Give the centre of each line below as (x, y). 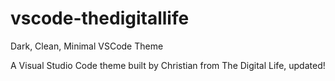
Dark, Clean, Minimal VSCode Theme (87, 46)
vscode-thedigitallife (100, 18)
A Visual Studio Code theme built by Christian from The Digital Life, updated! (168, 65)
